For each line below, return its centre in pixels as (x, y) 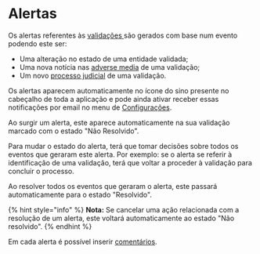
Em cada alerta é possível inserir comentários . (83, 241)
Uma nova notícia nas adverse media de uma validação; (110, 67)
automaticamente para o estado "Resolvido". (80, 194)
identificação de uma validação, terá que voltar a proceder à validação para (130, 162)
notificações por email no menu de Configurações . (90, 107)
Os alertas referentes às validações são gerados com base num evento (123, 35)
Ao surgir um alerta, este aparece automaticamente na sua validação (119, 122)
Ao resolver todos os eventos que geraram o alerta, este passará (113, 186)
